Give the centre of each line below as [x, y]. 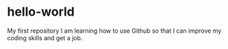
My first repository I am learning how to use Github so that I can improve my [114, 31]
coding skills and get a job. [45, 37]
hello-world [41, 12]
